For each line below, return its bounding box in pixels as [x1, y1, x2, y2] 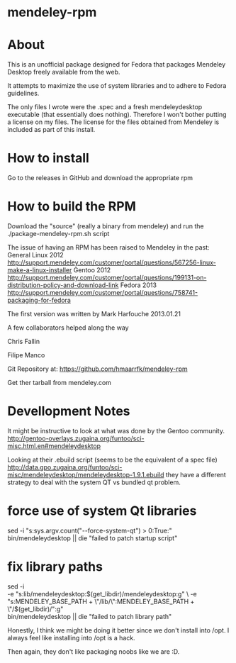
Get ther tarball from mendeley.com [7, 379, 112, 386]
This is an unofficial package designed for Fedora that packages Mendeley [7, 60, 226, 69]
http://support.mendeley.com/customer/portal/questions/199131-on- [7, 274, 207, 282]
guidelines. [7, 89, 40, 98]
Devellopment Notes [7, 403, 130, 419]
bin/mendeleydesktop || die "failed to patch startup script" [7, 533, 178, 542]
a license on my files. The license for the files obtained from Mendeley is [7, 118, 220, 126]
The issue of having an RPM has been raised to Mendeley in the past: [7, 243, 210, 252]
